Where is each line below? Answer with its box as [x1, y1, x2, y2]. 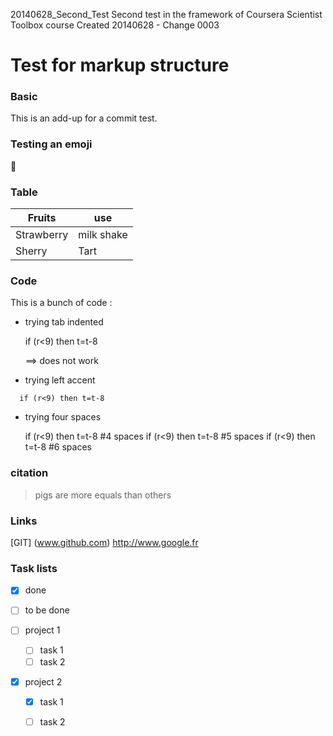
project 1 [24, 624, 61, 636]
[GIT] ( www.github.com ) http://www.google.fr [10, 536, 199, 548]
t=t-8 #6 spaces [24, 441, 92, 453]
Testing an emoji [10, 137, 93, 151]
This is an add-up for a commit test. [10, 112, 158, 124]
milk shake [78, 228, 128, 242]
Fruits [27, 211, 57, 225]
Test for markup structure [10, 54, 230, 77]
